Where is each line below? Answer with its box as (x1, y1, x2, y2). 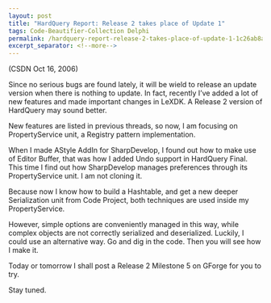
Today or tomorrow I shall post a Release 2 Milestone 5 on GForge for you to (8, 261, 262, 271)
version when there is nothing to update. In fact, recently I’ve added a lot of (8, 88, 259, 98)
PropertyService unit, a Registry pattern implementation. (8, 130, 196, 140)
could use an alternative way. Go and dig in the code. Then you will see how (8, 237, 261, 246)
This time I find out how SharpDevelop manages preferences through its (8, 162, 248, 172)
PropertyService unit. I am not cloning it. (8, 171, 143, 181)
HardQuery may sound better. (8, 106, 107, 116)
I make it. (8, 246, 39, 255)
